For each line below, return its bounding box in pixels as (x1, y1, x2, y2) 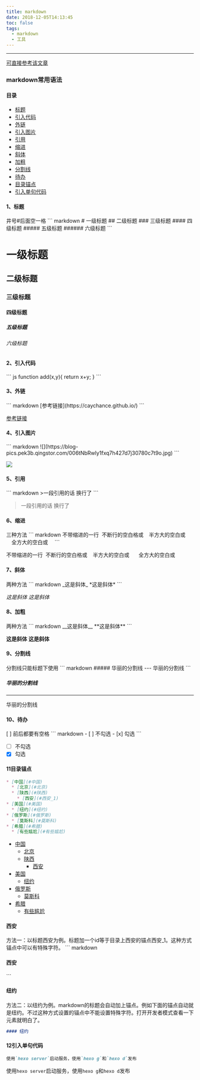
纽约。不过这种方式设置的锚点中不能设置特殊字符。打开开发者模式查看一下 (11, 1009, 194, 1016)
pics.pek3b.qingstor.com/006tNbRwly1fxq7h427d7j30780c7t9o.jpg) (6, 449, 173, 457)
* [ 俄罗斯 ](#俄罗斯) (6, 812, 52, 818)
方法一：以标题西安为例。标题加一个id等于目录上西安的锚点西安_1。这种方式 (6, 937, 192, 944)
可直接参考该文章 (6, 59, 48, 66)
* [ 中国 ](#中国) (6, 779, 43, 785)
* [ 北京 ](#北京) (11, 784, 49, 790)
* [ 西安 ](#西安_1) (17, 796, 59, 802)
